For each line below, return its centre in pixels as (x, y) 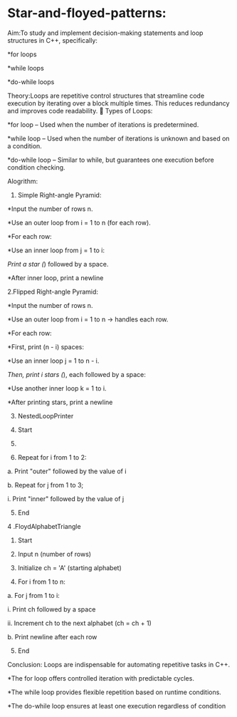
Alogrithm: (22, 181)
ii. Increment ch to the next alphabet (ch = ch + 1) (79, 623)
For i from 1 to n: (41, 582)
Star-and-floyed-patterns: (87, 13)
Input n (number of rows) (54, 554)
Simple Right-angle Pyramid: (59, 195)
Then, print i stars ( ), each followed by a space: (77, 374)
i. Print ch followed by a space (52, 609)
